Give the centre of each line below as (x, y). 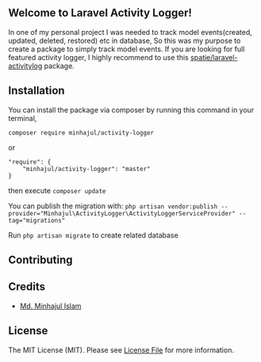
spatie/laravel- (214, 57)
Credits (27, 287)
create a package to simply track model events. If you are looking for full (127, 49)
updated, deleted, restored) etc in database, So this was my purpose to (125, 40)
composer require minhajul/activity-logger (81, 133)
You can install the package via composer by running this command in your (131, 109)
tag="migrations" (37, 220)
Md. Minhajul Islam (50, 306)
